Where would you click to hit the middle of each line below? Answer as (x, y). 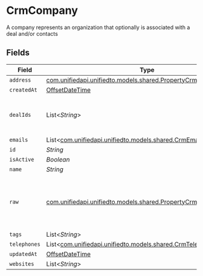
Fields (18, 53)
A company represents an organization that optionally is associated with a (98, 27)
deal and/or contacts (32, 33)
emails (19, 140)
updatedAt (23, 254)
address (20, 80)
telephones (25, 244)
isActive (22, 159)
